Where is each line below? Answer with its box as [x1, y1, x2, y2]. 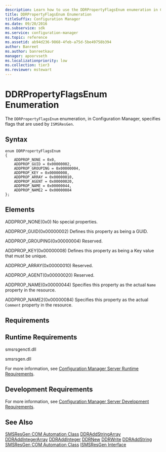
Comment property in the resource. [5, 301, 73, 308]
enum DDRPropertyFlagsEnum [5, 149, 61, 153]
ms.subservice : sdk [5, 26, 45, 31]
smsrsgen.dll [5, 356, 32, 362]
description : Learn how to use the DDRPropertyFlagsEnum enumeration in [5, 7, 158, 12]
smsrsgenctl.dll [5, 346, 37, 352]
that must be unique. [5, 253, 47, 259]
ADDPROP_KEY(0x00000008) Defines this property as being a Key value [5, 247, 154, 253]
